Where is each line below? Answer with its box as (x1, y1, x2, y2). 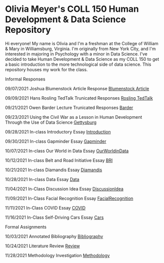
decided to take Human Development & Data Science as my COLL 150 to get (5, 56, 160, 62)
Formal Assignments (5, 224, 47, 230)
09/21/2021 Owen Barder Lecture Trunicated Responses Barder (5, 105, 134, 110)
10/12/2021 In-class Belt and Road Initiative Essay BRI (5, 157, 113, 163)
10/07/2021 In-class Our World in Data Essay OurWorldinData (5, 148, 129, 154)
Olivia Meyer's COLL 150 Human (5, 3, 139, 15)
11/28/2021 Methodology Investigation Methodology (5, 252, 110, 258)
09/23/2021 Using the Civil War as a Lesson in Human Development (5, 114, 142, 120)
